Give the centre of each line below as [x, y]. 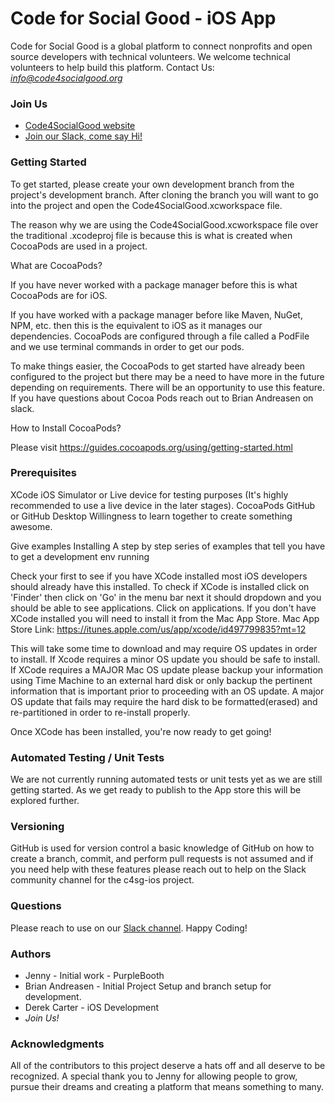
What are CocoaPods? [56, 265]
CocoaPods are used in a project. [79, 246]
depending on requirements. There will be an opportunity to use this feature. [167, 387]
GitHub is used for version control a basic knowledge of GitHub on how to [162, 848]
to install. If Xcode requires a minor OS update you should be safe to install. [165, 659]
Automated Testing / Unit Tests [87, 757]
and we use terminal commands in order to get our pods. [127, 346]
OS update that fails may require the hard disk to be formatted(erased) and [164, 701]
